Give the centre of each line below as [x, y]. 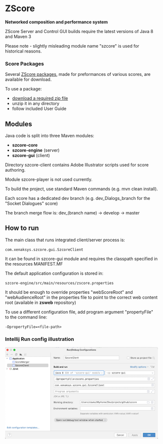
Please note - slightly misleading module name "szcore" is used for [72, 46]
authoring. [15, 170]
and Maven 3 [18, 36]
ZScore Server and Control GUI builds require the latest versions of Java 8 [79, 31]
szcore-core [25, 145]
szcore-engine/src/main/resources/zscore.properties [59, 283]
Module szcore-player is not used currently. [49, 179]
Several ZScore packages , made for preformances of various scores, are [78, 74]
